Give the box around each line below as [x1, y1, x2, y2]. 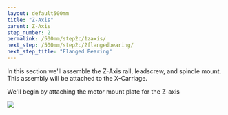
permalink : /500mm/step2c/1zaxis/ [7, 36, 107, 42]
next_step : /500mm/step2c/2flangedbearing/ [7, 42, 134, 49]
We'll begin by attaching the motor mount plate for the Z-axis [7, 87, 180, 96]
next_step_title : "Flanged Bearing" [7, 49, 112, 55]
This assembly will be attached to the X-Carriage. [7, 74, 148, 82]
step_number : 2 [7, 29, 51, 36]
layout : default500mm [7, 10, 70, 17]
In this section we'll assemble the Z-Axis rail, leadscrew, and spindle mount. [7, 66, 222, 75]
